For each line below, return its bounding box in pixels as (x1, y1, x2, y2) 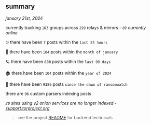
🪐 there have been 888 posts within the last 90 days (5, 59, 111, 64)
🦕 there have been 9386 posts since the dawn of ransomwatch (5, 81, 128, 87)
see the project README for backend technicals (17, 114, 113, 120)
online (5, 30, 18, 35)
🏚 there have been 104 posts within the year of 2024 (5, 70, 111, 76)
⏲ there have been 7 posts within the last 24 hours (5, 39, 108, 45)
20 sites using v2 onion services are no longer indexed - (5, 100, 117, 106)
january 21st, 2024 (5, 15, 43, 21)
